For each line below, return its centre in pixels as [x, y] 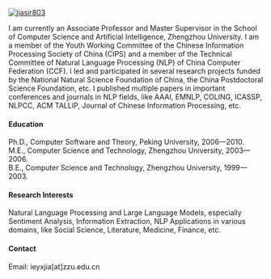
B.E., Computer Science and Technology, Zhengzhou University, [115, 168]
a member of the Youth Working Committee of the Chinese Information [126, 45]
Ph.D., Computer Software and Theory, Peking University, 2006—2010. [127, 142]
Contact [22, 248]
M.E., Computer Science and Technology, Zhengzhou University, [116, 150]
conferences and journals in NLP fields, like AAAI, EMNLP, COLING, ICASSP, [135, 97]
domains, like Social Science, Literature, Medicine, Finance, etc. [114, 230]
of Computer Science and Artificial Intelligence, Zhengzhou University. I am [134, 37]
